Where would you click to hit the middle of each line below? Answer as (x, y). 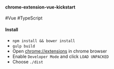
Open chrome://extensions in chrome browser (59, 51)
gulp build (24, 46)
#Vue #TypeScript (24, 18)
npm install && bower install (44, 41)
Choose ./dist (28, 62)
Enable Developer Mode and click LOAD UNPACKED (60, 56)
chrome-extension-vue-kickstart (40, 7)
